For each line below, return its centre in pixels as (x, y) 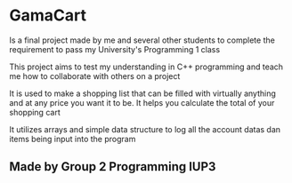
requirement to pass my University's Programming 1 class (115, 49)
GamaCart (48, 16)
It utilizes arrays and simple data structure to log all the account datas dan (145, 129)
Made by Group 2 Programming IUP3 (113, 167)
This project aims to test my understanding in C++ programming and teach (146, 67)
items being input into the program (73, 139)
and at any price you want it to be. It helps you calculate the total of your (142, 102)
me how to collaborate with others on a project (95, 76)
